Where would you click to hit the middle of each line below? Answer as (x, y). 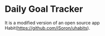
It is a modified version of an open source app (52, 23)
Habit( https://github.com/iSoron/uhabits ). (47, 28)
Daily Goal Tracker (44, 9)
